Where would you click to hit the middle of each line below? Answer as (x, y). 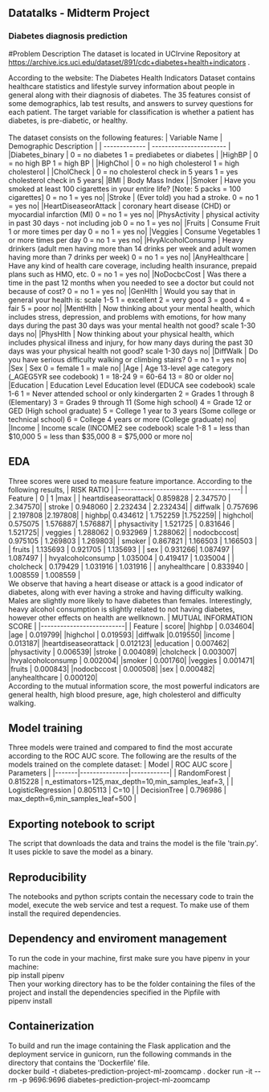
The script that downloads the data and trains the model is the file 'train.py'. (133, 844)
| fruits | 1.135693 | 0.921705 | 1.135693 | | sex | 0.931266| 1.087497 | (121, 549)
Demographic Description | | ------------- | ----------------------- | (120, 146)
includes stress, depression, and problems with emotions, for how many (127, 317)
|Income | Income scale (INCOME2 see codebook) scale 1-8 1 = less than (129, 427)
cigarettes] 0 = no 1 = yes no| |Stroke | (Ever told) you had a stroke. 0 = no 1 (134, 197)
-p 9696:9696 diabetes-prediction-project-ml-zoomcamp (114, 1079)
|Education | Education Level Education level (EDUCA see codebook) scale (132, 385)
